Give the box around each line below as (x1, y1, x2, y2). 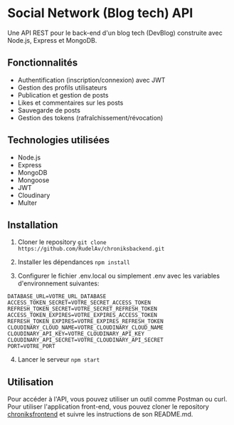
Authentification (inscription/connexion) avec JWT (17, 75, 166, 84)
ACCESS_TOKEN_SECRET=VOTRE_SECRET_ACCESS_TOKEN (7, 299, 151, 307)
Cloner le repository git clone (17, 238, 107, 246)
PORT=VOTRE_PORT (7, 343, 55, 350)
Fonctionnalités (7, 57, 78, 69)
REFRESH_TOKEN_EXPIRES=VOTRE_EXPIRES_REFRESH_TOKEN (7, 318, 164, 325)
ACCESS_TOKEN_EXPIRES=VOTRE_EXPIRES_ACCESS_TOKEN (7, 312, 158, 319)
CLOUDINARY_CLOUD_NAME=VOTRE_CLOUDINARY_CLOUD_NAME (7, 324, 164, 332)
